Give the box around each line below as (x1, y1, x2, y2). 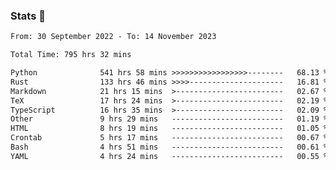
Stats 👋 (10, 9, 46, 23)
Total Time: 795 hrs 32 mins (10, 50, 132, 60)
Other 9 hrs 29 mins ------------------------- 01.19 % (10, 114, 329, 124)
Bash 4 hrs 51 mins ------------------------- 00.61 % (10, 142, 329, 153)
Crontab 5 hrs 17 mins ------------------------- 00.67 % (10, 133, 329, 143)
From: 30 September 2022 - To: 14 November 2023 (10, 32, 217, 42)
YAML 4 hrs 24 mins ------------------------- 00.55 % (10, 151, 329, 161)
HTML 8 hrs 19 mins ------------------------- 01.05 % (10, 124, 329, 134)
